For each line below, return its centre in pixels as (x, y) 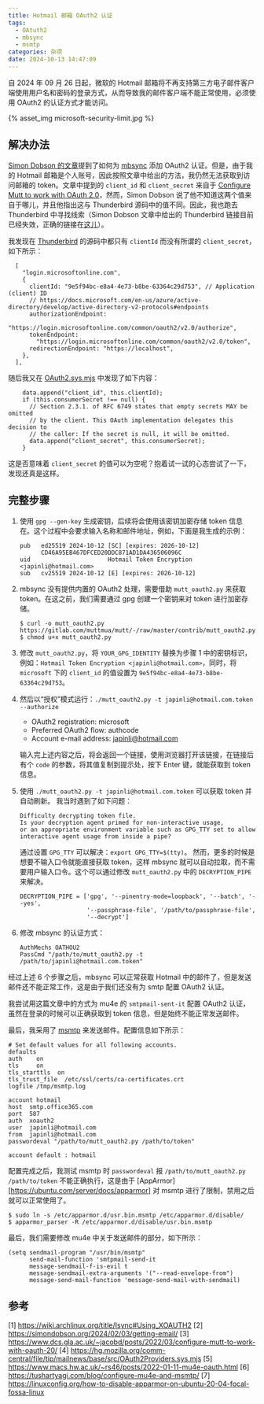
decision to (27, 427)
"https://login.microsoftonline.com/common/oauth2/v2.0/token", (144, 342)
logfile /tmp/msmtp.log (47, 1086)
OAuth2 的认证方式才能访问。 (64, 102)
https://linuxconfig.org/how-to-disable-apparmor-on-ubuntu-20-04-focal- (129, 1384)
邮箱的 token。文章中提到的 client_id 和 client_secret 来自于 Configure (133, 185)
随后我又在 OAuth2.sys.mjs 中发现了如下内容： (84, 378)
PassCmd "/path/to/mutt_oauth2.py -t (81, 954)
